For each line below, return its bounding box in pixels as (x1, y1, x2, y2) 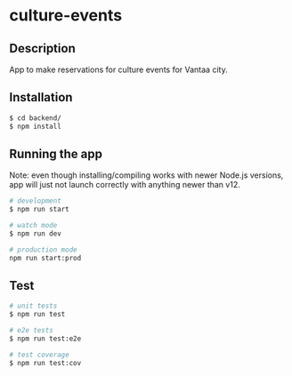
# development (9, 196, 62, 205)
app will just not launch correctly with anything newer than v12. (9, 180, 240, 190)
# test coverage (9, 350, 69, 359)
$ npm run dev (9, 229, 62, 238)
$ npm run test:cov (9, 358, 82, 367)
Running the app (9, 146, 102, 161)
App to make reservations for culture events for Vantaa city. (9, 64, 229, 75)
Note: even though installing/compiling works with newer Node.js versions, (9, 170, 284, 180)
